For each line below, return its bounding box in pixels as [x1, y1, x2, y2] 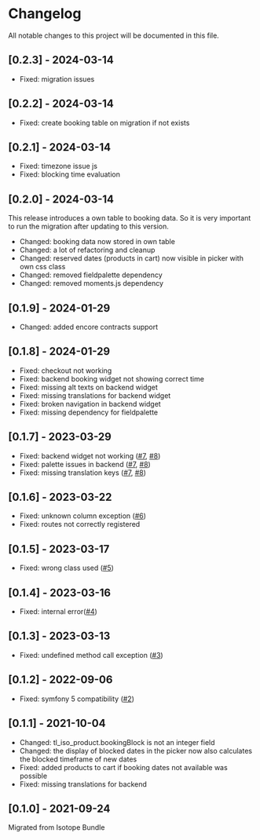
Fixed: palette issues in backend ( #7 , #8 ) [19, 459, 151, 469]
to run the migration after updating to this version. [8, 221, 169, 232]
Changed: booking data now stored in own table [19, 237, 175, 247]
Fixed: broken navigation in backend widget [19, 399, 161, 408]
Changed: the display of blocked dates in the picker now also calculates [19, 746, 253, 755]
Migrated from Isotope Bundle [8, 823, 105, 832]
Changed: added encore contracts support [19, 323, 159, 331]
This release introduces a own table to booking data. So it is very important [8, 214, 251, 223]
